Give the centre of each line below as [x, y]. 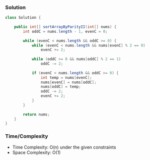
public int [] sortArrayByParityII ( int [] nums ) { [65, 27]
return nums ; [37, 114]
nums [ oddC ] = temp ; [61, 87]
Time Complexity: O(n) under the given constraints [64, 147]
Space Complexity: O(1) [37, 152]
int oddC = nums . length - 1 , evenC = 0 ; [65, 31]
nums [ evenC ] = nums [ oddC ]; [69, 82]
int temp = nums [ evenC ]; [66, 78]
